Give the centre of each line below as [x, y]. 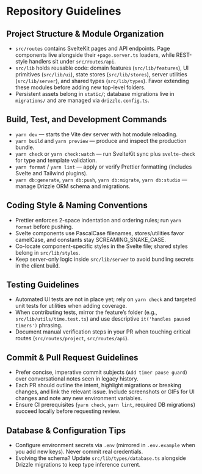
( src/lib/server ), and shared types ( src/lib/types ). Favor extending [102, 81]
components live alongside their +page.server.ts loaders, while [95, 55]
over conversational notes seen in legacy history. [77, 379]
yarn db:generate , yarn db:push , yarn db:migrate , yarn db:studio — [101, 180]
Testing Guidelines [43, 285]
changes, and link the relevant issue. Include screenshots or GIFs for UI [105, 392]
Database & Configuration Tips [66, 430]
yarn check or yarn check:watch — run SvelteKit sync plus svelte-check [105, 153]
